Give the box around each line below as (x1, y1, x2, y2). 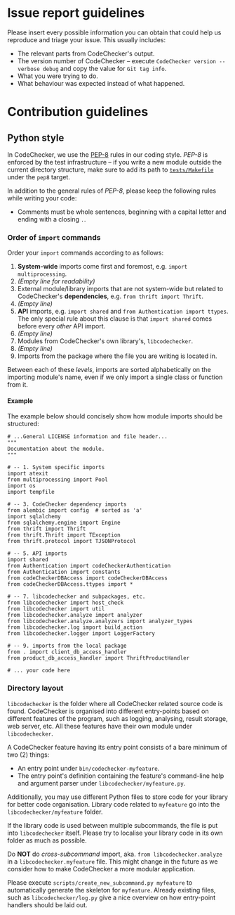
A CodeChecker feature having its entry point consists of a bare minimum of (7, 743, 228, 751)
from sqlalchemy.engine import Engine (7, 519, 121, 527)
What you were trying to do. (17, 72, 98, 80)
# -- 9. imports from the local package (7, 642, 128, 650)
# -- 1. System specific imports (7, 464, 105, 471)
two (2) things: (7, 750, 50, 759)
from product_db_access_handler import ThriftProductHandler (7, 655, 190, 662)
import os (7, 482, 36, 490)
